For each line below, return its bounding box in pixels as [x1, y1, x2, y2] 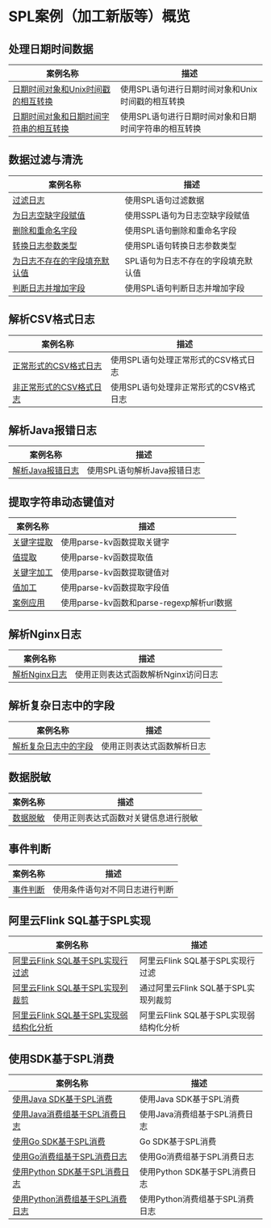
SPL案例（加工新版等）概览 [8, 7, 191, 26]
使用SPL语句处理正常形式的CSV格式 [110, 354, 248, 365]
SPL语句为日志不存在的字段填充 [124, 255, 245, 267]
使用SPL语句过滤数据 [124, 195, 205, 206]
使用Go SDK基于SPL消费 [12, 1136, 106, 1147]
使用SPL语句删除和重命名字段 [124, 225, 237, 236]
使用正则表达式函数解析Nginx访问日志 [74, 669, 219, 680]
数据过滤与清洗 [8, 153, 83, 166]
